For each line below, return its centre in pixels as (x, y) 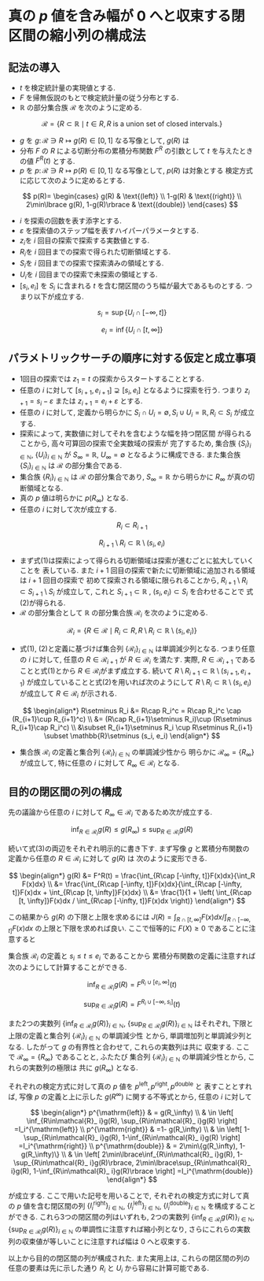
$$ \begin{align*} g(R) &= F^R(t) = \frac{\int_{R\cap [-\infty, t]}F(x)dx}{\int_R (132, 875)
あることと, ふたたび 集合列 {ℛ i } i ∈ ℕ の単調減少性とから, (154, 1058)
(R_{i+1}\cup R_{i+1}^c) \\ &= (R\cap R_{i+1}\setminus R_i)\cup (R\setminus (132, 718)
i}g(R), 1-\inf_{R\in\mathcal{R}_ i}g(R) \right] (170, 1137)
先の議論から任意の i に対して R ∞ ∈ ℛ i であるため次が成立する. (110, 813)
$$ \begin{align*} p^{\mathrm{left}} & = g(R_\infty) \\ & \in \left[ (132, 1112)
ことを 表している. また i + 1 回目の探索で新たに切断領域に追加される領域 (137, 570)
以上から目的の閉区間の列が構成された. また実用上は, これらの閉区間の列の (129, 1258)
